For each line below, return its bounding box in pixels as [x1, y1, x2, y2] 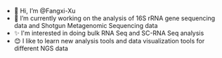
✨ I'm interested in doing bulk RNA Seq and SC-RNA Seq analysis [13, 29, 204, 37]
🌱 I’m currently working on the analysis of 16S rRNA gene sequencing [13, 14, 216, 22]
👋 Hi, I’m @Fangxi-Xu [13, 7, 76, 15]
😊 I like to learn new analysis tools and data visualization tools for [13, 37, 205, 45]
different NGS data [13, 44, 69, 52]
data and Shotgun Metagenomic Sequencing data [13, 22, 158, 29]
